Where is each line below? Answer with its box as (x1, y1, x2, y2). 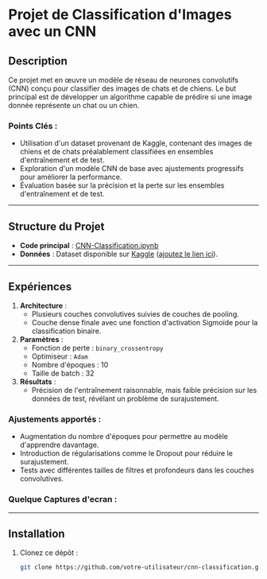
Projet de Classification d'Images (8, 6, 232, 24)
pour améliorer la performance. (19, 173, 122, 182)
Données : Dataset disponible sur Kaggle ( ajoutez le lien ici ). (19, 249, 219, 259)
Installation (8, 527, 65, 540)
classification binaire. (31, 326, 102, 336)
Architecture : (19, 301, 68, 310)
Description (8, 54, 68, 68)
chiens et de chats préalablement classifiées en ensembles (19, 147, 214, 157)
